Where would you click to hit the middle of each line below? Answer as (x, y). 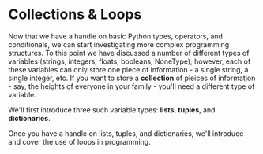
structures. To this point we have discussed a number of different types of (129, 53)
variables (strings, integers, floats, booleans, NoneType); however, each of (130, 61)
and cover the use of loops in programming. (80, 141)
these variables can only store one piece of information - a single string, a (128, 69)
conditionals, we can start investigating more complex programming (119, 44)
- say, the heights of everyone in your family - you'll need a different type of (131, 86)
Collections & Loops (75, 15)
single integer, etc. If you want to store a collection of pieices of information (132, 78)
